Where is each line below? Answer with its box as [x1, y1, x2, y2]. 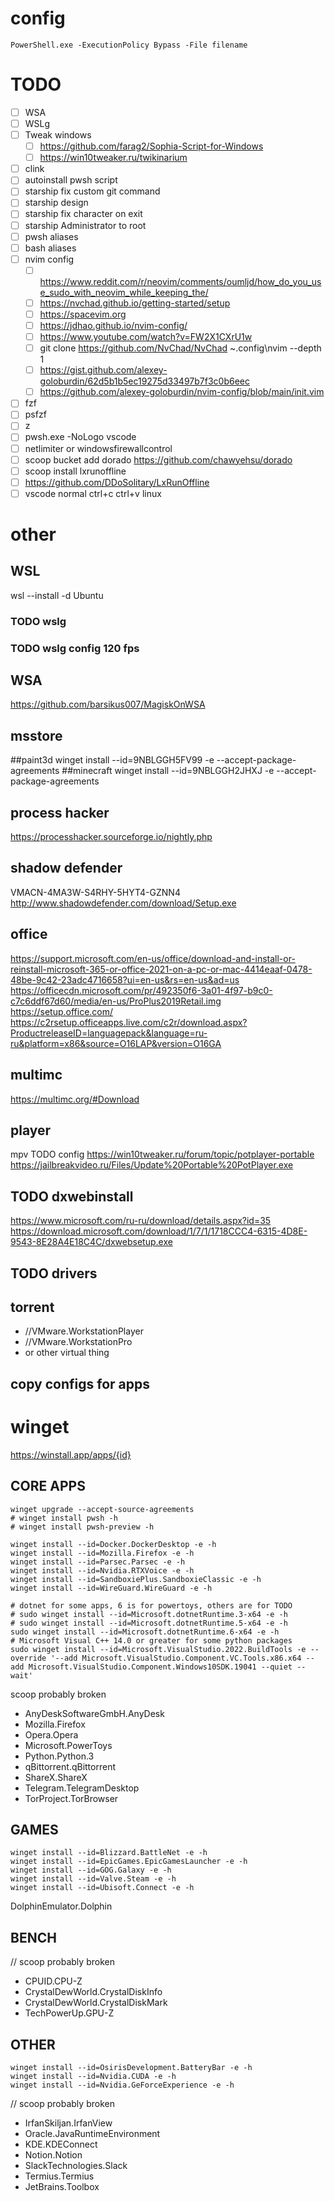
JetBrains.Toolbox [24, 2180, 100, 2192]
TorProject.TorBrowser [24, 1792, 119, 1804]
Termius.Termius [24, 2170, 95, 2182]
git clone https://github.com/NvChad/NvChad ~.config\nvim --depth [39, 342, 322, 354]
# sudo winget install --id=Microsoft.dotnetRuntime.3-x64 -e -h [10, 1609, 288, 1619]
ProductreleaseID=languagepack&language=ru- [10, 1027, 208, 1039]
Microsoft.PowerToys [24, 1739, 113, 1751]
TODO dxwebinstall [10, 1188, 134, 1205]
